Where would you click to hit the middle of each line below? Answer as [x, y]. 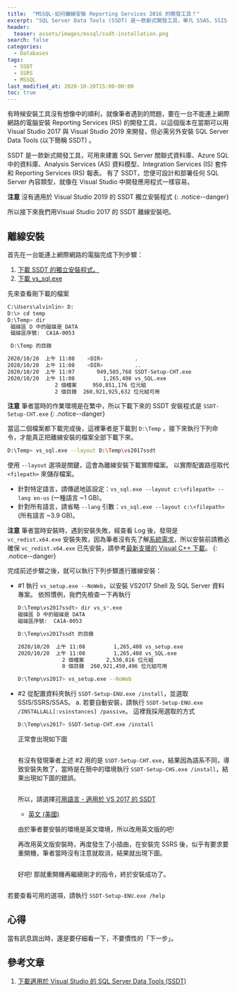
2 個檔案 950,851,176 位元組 [101, 385]
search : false [28, 40]
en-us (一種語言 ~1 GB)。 [69, 498]
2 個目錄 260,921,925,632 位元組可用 [107, 392]
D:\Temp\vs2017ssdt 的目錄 [55, 634]
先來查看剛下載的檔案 [38, 293]
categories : [25, 47]
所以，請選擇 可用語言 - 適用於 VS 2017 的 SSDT [87, 799]
